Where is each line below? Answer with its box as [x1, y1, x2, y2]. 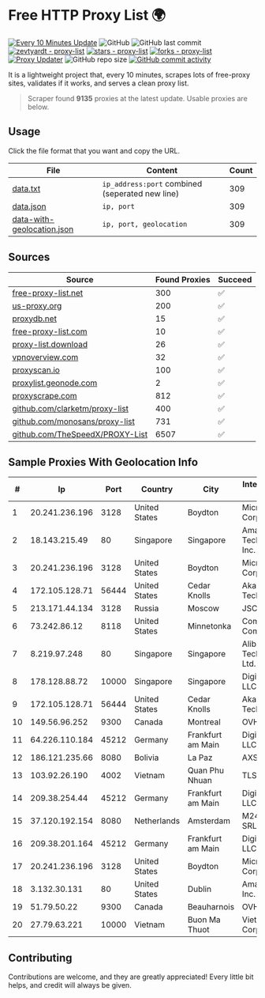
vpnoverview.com [12, 351, 79, 362]
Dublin [187, 883, 211, 894]
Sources [8, 251, 50, 264]
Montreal [187, 716, 221, 728]
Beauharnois [187, 902, 235, 913]
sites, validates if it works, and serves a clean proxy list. [8, 78, 189, 88]
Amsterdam [187, 815, 231, 826]
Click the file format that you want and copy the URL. [8, 146, 180, 155]
